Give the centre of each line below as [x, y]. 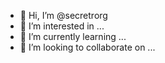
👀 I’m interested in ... [62, 26]
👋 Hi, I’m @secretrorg [63, 15]
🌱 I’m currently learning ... [73, 36]
